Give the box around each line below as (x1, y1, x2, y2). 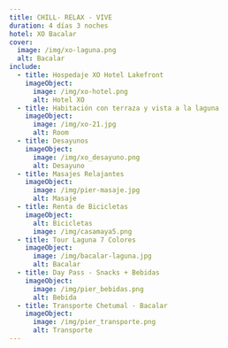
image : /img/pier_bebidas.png (32, 284, 144, 293)
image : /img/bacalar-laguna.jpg (32, 251, 152, 261)
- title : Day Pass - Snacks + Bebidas (17, 268, 161, 277)
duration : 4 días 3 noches (9, 21, 109, 30)
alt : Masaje (32, 194, 77, 204)
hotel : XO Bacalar (9, 29, 77, 38)
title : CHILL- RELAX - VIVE (9, 12, 113, 22)
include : (9, 63, 42, 72)
